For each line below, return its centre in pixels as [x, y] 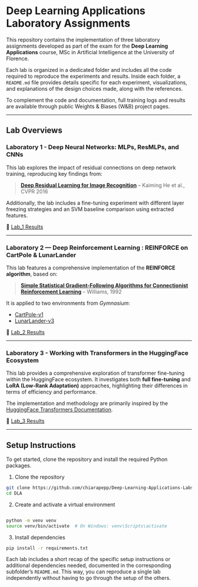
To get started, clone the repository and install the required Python [87, 459]
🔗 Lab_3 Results [25, 421]
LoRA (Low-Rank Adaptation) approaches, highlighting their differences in [97, 386]
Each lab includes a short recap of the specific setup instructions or [88, 559]
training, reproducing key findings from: [54, 174]
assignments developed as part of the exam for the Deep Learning [87, 46]
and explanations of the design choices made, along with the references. [95, 88]
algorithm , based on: [32, 274]
